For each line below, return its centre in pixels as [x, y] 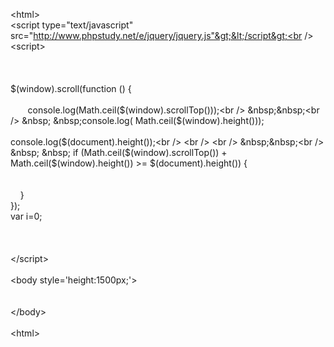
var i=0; [26, 216]
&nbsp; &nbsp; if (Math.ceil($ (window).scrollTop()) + [119, 152]
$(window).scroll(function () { [71, 88]
